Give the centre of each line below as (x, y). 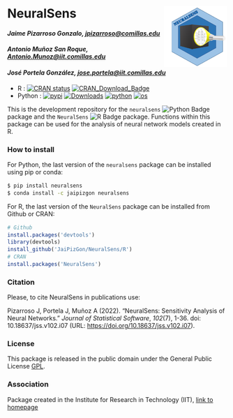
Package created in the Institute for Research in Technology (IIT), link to (110, 399)
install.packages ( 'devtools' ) (51, 235)
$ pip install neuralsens (45, 186)
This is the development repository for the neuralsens (84, 109)
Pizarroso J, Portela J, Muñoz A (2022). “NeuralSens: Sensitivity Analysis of (116, 311)
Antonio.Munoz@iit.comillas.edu (57, 57)
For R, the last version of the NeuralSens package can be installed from (109, 206)
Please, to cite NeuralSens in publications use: (74, 297)
